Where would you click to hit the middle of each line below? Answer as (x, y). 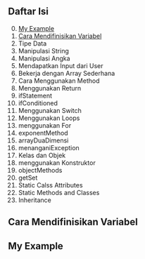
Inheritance (35, 200)
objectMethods (40, 170)
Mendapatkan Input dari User (61, 65)
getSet (28, 178)
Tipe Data (32, 43)
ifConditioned (38, 103)
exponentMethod (43, 133)
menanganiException (49, 147)
